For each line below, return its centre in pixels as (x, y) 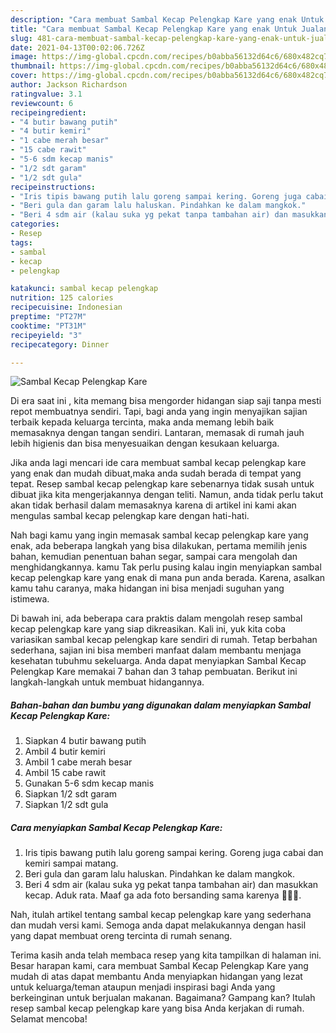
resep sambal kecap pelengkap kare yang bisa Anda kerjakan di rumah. (157, 1008)
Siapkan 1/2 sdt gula (66, 805)
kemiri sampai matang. (71, 863)
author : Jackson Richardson (69, 85)
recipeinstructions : (53, 187)
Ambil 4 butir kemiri (65, 752)
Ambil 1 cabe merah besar (78, 762)
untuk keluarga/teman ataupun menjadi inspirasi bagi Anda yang (143, 987)
